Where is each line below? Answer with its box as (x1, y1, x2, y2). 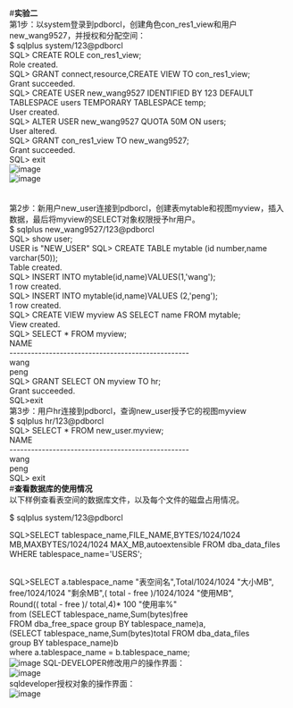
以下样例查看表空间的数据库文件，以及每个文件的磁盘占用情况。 (9, 494, 244, 505)
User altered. (9, 126, 58, 136)
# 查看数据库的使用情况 (9, 484, 93, 493)
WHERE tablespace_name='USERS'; (9, 549, 143, 559)
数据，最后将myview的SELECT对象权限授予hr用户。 (9, 214, 201, 224)
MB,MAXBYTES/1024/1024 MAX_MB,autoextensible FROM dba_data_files (9, 539, 280, 550)
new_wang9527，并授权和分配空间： (9, 30, 146, 40)
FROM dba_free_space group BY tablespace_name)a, (9, 619, 206, 628)
